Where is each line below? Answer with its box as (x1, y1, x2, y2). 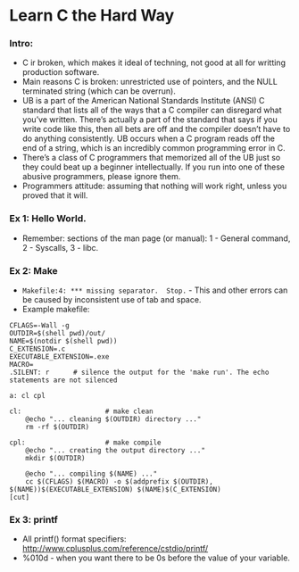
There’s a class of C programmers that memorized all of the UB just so (21, 153, 281, 163)
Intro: (9, 37, 34, 50)
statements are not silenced (9, 376, 118, 385)
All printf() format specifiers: (21, 534, 127, 544)
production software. (21, 67, 100, 78)
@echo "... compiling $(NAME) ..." (25, 469, 158, 478)
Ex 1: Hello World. (9, 212, 87, 225)
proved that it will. (21, 190, 88, 201)
